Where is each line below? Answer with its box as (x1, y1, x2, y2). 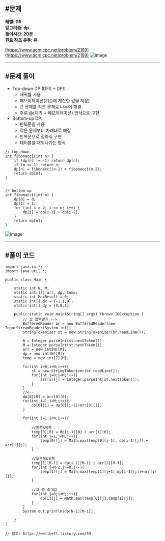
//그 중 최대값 (31, 487, 57, 492)
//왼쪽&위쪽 (31, 426, 52, 430)
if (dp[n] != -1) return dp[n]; (14, 158, 80, 163)
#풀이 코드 (5, 251, 35, 259)
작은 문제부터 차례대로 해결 (19, 127, 71, 133)
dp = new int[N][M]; (23, 351, 65, 356)
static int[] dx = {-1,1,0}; (14, 299, 74, 304)
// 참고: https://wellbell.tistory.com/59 (5, 531, 91, 537)
